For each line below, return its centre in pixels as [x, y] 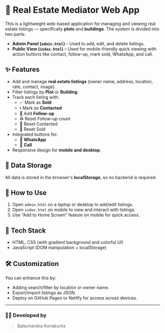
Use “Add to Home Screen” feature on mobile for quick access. [76, 215]
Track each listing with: [36, 97]
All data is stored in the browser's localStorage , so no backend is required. [81, 177]
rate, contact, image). [34, 87]
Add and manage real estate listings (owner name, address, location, [82, 81]
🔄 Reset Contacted [39, 124]
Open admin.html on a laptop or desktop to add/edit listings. [73, 205]
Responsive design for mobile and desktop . [57, 150]
